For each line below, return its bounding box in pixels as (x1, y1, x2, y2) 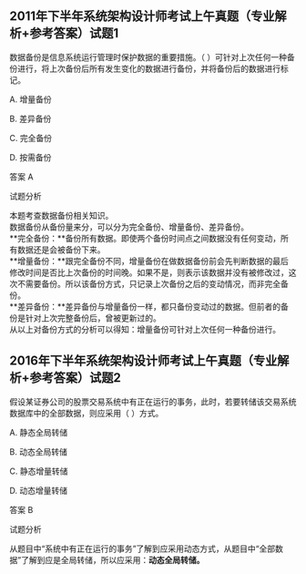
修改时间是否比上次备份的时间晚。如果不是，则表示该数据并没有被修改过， (9, 267, 289, 278)
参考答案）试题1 (29, 26, 119, 41)
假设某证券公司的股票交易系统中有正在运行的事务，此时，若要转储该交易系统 (9, 395, 297, 407)
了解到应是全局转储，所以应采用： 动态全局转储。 (21, 554, 205, 565)
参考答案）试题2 (29, 370, 121, 385)
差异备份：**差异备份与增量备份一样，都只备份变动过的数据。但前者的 (17, 301, 281, 312)
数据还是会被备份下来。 (16, 244, 106, 255)
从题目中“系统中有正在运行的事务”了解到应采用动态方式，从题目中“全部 (9, 543, 276, 554)
